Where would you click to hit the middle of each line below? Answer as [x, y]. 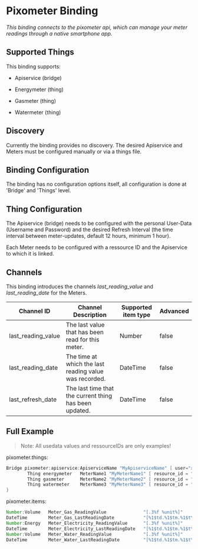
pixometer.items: [26, 502]
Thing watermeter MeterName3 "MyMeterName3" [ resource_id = [108, 485]
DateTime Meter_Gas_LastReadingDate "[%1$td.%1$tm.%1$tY [100, 518]
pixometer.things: [27, 457]
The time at [81, 356]
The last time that [90, 388]
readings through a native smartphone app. [59, 33]
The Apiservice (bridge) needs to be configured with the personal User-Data [99, 224]
